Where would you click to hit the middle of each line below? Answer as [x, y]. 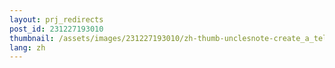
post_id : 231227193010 [56, 29]
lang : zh [27, 47]
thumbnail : [32, 38]
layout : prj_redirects [56, 19]
